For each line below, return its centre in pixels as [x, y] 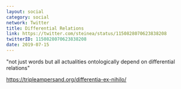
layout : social [25, 12]
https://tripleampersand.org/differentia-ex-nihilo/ [66, 79]
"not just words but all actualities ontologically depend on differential [90, 61]
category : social [28, 17]
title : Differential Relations [45, 28]
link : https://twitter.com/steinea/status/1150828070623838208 [87, 34]
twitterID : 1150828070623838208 [46, 39]
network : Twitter [28, 23]
